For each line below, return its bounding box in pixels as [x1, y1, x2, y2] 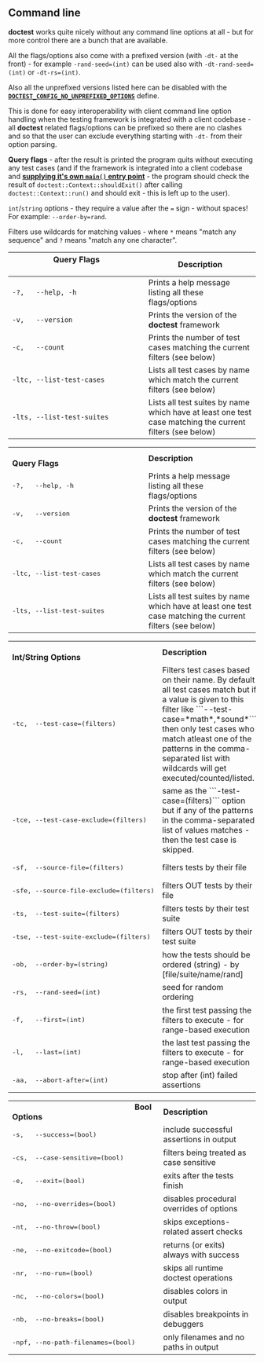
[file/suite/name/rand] [162, 969, 244, 980]
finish [163, 1180, 184, 1191]
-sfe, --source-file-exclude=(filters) [12, 886, 155, 895]
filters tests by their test [162, 903, 250, 914]
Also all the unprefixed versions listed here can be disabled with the [8, 82, 228, 92]
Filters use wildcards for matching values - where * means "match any [8, 227, 236, 236]
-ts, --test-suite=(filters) [12, 909, 120, 918]
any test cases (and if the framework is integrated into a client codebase [8, 163, 243, 172]
